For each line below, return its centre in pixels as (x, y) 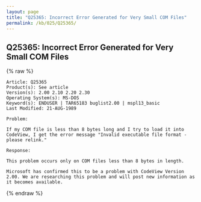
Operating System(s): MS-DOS (43, 98)
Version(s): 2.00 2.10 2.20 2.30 (48, 93)
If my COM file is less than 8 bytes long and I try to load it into (95, 130)
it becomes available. (35, 182)
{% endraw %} (25, 194)
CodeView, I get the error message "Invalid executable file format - (97, 135)
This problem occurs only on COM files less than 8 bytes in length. (95, 161)
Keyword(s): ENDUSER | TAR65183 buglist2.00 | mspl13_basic (83, 103)
